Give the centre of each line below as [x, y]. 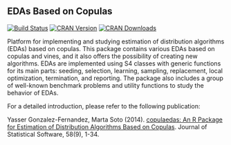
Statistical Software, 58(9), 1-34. [53, 134]
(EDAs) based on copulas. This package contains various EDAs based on [111, 48]
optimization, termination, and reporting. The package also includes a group [115, 78]
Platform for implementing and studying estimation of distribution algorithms [116, 41]
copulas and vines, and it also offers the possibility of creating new [103, 56]
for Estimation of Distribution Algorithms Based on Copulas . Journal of [107, 126]
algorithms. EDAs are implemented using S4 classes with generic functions [114, 63]
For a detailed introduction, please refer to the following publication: [104, 106]
